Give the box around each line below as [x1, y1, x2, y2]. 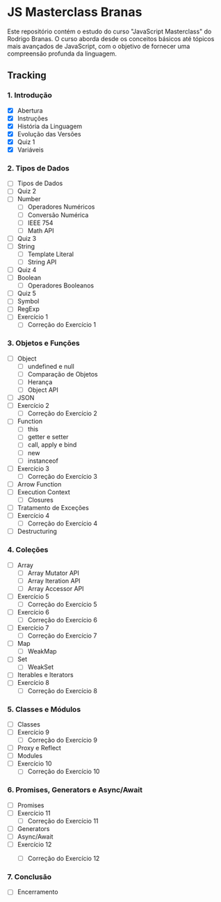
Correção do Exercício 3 [27, 472, 97, 480]
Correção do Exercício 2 [27, 409, 97, 418]
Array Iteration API [27, 576, 81, 585]
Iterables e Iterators [17, 671, 74, 679]
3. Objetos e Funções [7, 338, 80, 348]
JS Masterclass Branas [7, 4, 142, 20]
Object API [27, 386, 59, 394]
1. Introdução [7, 90, 52, 100]
